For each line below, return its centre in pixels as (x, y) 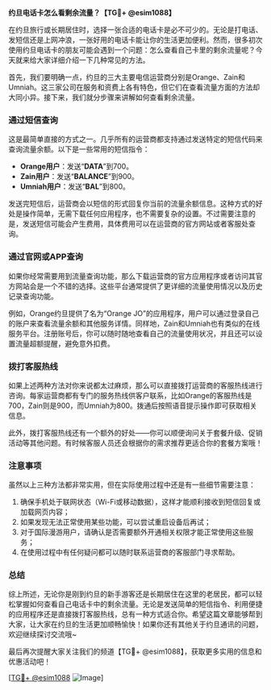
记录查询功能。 (33, 296)
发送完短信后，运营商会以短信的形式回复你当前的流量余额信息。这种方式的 (132, 204)
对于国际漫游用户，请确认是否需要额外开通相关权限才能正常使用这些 (133, 532)
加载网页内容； (45, 512)
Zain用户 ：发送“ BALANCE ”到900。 (79, 177)
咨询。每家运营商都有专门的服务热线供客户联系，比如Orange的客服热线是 (130, 395)
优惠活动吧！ (29, 662)
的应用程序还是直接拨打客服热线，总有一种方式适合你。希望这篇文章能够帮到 (135, 614)
